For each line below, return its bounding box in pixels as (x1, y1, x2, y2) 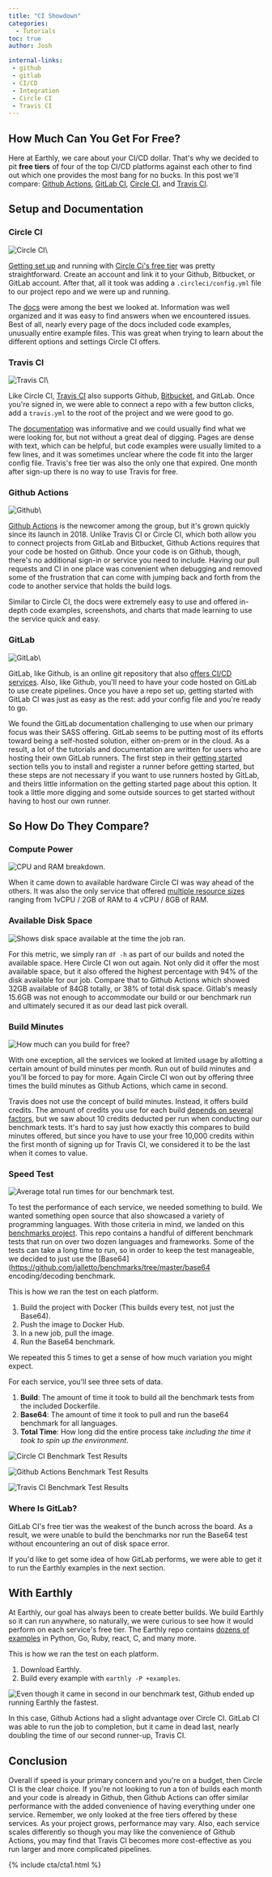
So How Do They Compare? (8, 819, 150, 834)
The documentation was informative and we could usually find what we (8, 424, 247, 434)
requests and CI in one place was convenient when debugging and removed (8, 564, 263, 574)
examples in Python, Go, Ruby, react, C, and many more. (8, 1633, 197, 1643)
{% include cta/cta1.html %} (8, 1860, 102, 1870)
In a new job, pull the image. (19, 1328, 115, 1338)
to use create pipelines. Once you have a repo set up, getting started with (8, 686, 253, 695)
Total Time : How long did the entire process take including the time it (19, 1427, 251, 1437)
